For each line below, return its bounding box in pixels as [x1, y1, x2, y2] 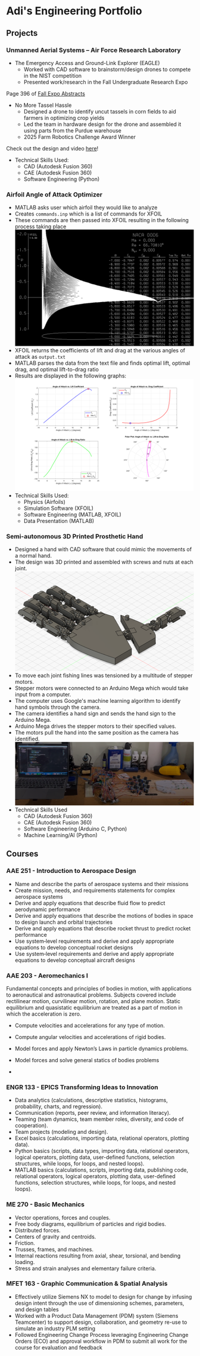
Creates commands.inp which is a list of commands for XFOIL [14, 210, 162, 217]
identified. [14, 735, 40, 742]
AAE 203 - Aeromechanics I [6, 971, 88, 980]
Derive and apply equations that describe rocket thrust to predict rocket [14, 924, 191, 932]
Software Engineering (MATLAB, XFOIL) [23, 511, 122, 518]
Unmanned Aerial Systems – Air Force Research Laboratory [6, 46, 182, 54]
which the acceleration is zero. [6, 1010, 82, 1017]
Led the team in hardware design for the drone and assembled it [23, 121, 182, 128]
